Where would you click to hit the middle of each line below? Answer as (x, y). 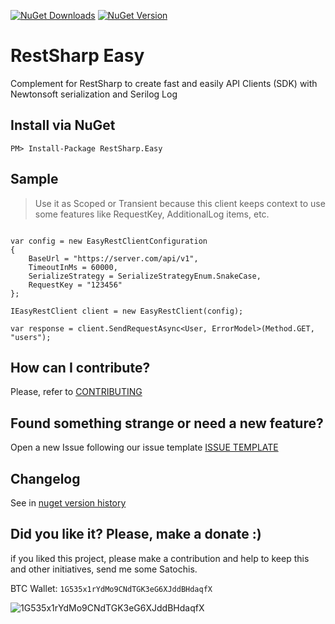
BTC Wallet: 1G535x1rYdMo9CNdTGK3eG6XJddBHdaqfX (111, 588)
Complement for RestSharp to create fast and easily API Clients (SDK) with (164, 83)
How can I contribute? (80, 367)
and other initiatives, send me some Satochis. (104, 569)
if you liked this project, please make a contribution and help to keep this (160, 558)
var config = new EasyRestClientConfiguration (109, 241)
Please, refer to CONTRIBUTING (76, 392)
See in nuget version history (68, 503)
